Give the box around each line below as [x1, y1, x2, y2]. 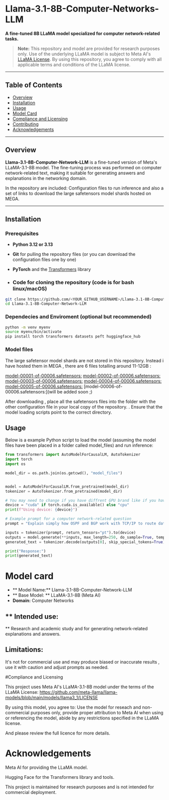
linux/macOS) [12, 285, 47, 292]
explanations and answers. [5, 631, 61, 637]
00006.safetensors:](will [5, 388, 56, 394]
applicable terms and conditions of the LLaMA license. [17, 61, 131, 68]
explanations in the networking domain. [5, 175, 87, 181]
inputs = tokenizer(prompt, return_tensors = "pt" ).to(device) [5, 530, 136, 535]
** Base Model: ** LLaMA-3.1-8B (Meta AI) [12, 592, 101, 598]
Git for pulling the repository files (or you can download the [12, 251, 136, 257]
